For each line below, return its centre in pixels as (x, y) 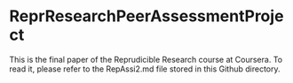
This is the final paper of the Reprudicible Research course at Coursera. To (146, 59)
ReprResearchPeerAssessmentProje (146, 16)
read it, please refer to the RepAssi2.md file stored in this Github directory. (145, 69)
